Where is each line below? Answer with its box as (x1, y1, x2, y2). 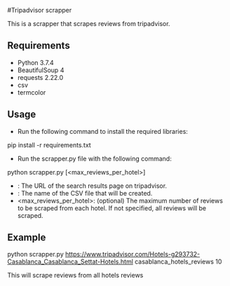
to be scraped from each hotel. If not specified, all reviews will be (17, 203, 207, 212)
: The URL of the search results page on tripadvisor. (17, 182, 167, 190)
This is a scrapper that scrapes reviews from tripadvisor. (7, 20, 170, 27)
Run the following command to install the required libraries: (17, 127, 188, 135)
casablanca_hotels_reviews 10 (134, 257, 222, 266)
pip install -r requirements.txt (7, 140, 91, 149)
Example (7, 231, 46, 244)
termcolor (17, 88, 46, 97)
